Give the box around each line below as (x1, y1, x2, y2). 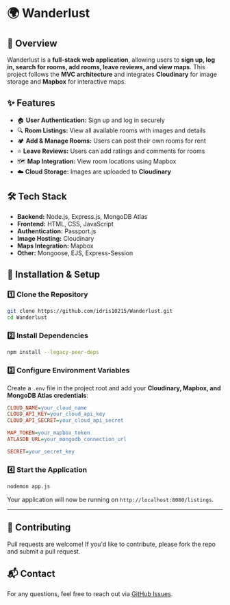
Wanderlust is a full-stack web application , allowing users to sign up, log (7, 56, 216, 64)
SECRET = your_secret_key (7, 448, 75, 455)
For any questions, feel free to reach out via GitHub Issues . (7, 589, 173, 597)
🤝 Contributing (7, 522, 71, 534)
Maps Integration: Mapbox (16, 241, 94, 250)
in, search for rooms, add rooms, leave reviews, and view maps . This (7, 63, 205, 71)
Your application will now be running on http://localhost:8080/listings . (7, 495, 214, 503)
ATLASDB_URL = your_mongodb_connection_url (7, 436, 127, 443)
